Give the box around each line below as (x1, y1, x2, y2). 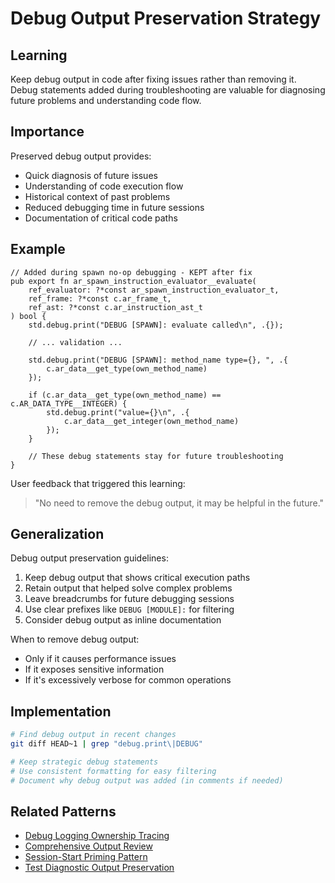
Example (10, 241, 66, 258)
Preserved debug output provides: (10, 150, 152, 162)
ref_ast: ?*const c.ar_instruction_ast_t (28, 302, 203, 312)
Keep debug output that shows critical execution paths (24, 572, 251, 584)
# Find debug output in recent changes (10, 730, 177, 740)
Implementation (10, 703, 112, 720)
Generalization (10, 526, 105, 543)
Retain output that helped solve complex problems (24, 582, 233, 594)
